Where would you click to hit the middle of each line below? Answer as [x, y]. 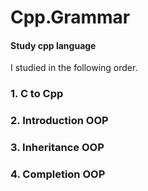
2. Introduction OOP [59, 121]
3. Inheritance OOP [57, 148]
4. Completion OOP [58, 174]
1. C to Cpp [37, 94]
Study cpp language [53, 45]
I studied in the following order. [74, 68]
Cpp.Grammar [70, 17]
